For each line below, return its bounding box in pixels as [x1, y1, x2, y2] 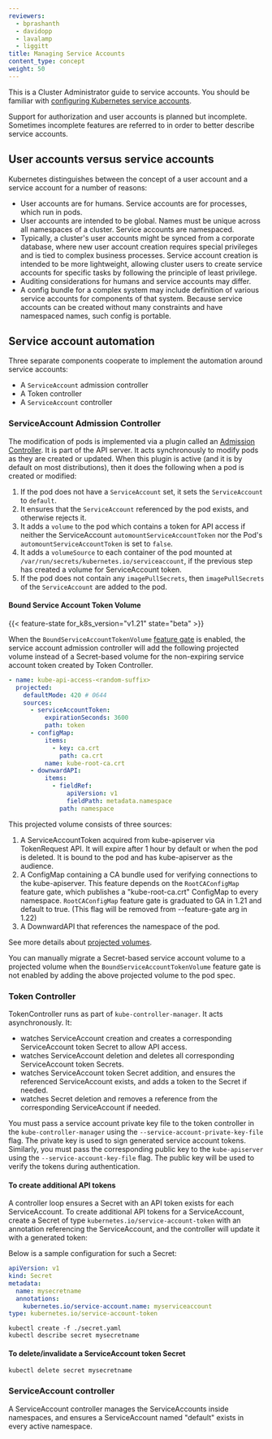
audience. [19, 861, 54, 870]
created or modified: [8, 471, 77, 481]
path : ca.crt [59, 752, 104, 760]
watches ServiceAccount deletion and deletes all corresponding [19, 1050, 235, 1060]
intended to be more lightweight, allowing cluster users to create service [19, 259, 263, 268]
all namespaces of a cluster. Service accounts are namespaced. [19, 225, 235, 234]
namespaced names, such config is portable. [19, 311, 172, 321]
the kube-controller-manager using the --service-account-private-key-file [8, 1127, 264, 1136]
